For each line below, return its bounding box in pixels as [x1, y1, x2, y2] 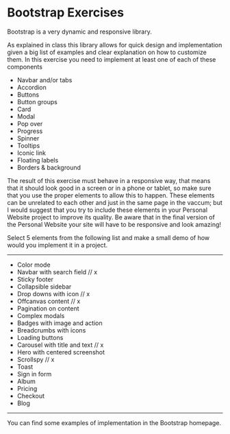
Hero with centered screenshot [16, 348, 105, 356]
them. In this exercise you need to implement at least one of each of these [7, 55, 216, 63]
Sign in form [16, 370, 52, 378]
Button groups [16, 97, 58, 106]
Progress [16, 127, 43, 135]
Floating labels [16, 156, 59, 164]
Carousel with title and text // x [16, 341, 104, 349]
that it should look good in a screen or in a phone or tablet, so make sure [7, 184, 212, 192]
